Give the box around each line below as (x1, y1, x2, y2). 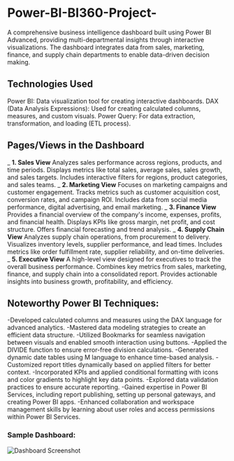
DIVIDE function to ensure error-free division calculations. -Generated (7, 345, 209, 355)
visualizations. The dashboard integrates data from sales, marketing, (7, 43, 205, 51)
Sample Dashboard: (7, 430, 76, 440)
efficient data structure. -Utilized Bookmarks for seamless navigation (7, 331, 205, 339)
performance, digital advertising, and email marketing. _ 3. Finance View (7, 202, 217, 211)
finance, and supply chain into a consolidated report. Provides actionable (7, 270, 218, 278)
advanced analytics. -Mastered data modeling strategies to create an (7, 324, 206, 332)
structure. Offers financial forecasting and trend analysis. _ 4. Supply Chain (7, 225, 225, 233)
